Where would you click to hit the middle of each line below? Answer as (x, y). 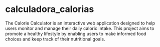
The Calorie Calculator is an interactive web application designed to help (80, 23)
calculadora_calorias (50, 9)
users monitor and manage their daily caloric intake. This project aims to (80, 28)
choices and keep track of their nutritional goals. (55, 39)
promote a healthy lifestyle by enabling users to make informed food (76, 33)
